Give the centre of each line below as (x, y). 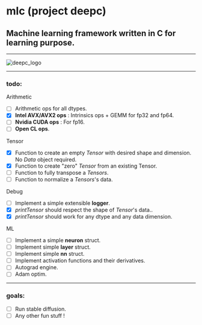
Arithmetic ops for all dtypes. (51, 109)
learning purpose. (41, 42)
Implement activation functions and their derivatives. (80, 261)
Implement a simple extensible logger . (62, 203)
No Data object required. (46, 159)
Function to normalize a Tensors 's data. (64, 179)
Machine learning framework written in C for (91, 33)
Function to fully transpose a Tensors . (62, 172)
